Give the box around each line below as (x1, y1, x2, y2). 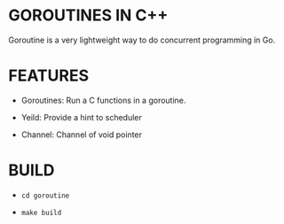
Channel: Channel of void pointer (20, 129, 143, 140)
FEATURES (8, 66, 90, 86)
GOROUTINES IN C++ (8, 5, 169, 26)
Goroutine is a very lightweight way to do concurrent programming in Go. (8, 35, 276, 45)
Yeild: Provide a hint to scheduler (20, 112, 143, 122)
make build (20, 208, 62, 217)
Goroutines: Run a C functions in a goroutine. (20, 95, 186, 105)
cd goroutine (20, 191, 70, 200)
